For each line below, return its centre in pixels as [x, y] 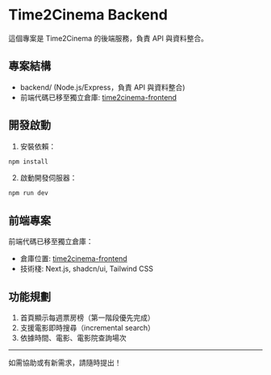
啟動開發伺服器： [48, 178]
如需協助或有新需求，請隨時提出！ [65, 362]
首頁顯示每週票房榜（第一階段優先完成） [87, 318]
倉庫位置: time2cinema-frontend [73, 259]
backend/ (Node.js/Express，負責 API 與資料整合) [102, 87]
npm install [28, 162]
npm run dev [28, 193]
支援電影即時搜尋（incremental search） [88, 327]
